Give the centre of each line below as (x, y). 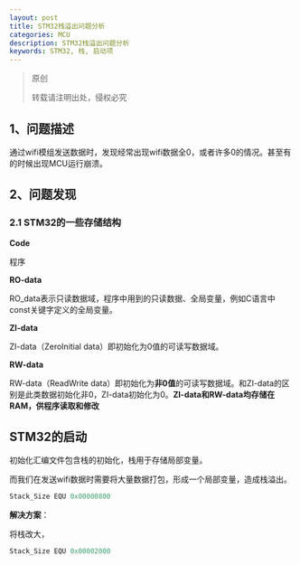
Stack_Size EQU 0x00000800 (60, 497)
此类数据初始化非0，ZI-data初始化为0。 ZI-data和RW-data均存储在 (150, 394)
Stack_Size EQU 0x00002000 (60, 551)
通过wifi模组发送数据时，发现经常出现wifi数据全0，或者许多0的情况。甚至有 (150, 152)
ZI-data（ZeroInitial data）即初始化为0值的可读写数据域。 (117, 346)
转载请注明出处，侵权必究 (79, 98)
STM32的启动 (48, 437)
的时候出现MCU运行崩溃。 (59, 163)
